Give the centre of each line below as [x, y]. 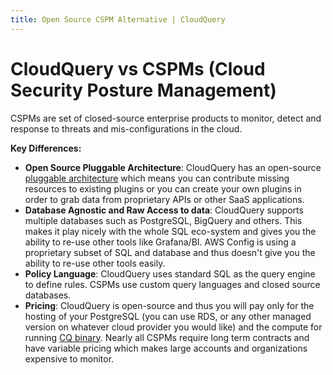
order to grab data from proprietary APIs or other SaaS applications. [164, 199]
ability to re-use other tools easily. [95, 263]
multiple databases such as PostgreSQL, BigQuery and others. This [163, 220]
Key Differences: [46, 148]
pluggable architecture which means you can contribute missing [157, 178]
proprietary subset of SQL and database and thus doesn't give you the [170, 252]
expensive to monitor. [69, 358]
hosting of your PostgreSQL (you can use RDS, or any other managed [168, 316]
